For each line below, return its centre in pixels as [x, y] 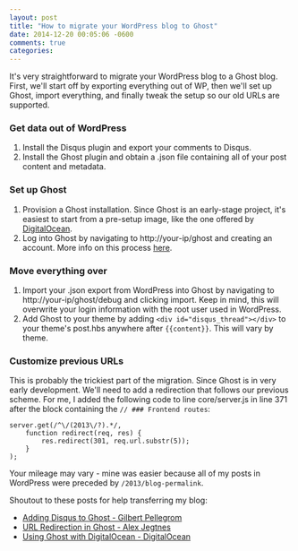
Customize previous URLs [66, 361]
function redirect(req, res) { [84, 434]
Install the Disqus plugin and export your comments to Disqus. [137, 148]
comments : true [38, 43]
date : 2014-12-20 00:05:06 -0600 [72, 34]
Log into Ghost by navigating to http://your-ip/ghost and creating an [147, 237]
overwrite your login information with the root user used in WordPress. [152, 309]
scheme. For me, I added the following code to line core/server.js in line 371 [149, 400]
